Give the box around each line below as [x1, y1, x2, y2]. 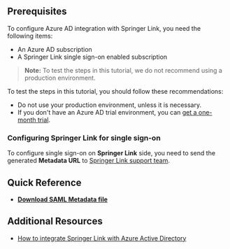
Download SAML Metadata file [17, 195, 108, 204]
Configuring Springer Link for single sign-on [7, 133, 161, 143]
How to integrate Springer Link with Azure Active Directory [17, 234, 187, 242]
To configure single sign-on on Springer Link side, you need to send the [7, 149, 215, 157]
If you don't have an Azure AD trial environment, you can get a [17, 108, 197, 116]
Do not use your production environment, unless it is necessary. [17, 101, 201, 109]
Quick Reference [7, 176, 82, 188]
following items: [7, 31, 53, 40]
